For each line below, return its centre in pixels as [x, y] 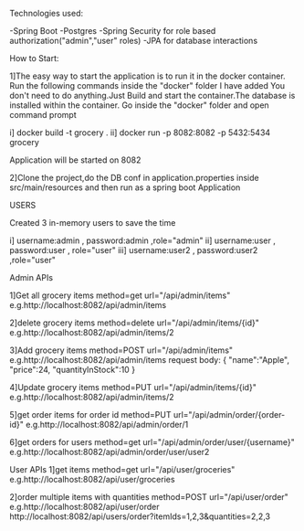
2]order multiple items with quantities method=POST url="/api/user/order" [149, 497]
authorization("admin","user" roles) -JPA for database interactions [134, 41]
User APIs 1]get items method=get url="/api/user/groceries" [122, 469]
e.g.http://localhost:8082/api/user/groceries [92, 479]
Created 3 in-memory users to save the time [93, 223]
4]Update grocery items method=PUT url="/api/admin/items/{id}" [133, 387]
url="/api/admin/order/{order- [229, 414]
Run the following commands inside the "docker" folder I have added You [147, 85]
